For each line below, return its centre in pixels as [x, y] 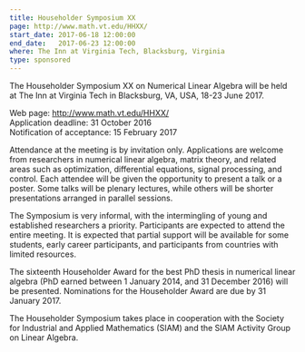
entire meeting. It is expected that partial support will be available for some [149, 235]
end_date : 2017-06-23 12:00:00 [73, 43]
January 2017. [35, 301]
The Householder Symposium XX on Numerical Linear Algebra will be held [148, 86]
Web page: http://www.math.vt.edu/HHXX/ [89, 113]
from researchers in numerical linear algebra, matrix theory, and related [143, 159]
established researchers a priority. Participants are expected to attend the [148, 225]
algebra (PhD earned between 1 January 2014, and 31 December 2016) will [149, 281]
